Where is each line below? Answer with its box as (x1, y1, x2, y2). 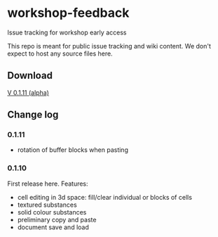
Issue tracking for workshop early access (7, 28, 127, 37)
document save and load (17, 223, 89, 231)
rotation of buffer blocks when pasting (17, 146, 128, 154)
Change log (7, 109, 59, 121)
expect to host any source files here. (7, 49, 114, 58)
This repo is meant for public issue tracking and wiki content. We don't (7, 41, 212, 50)
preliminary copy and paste (17, 215, 97, 224)
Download (7, 70, 53, 82)
